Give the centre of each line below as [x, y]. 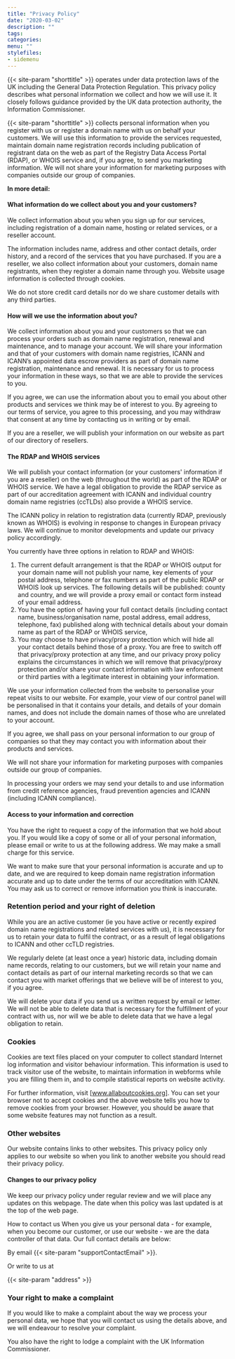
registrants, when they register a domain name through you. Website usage [116, 271]
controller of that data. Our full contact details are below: [89, 1238]
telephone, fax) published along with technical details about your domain [122, 624]
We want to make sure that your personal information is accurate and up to [115, 866]
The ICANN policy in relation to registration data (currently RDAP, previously [117, 516]
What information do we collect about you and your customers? [102, 205]
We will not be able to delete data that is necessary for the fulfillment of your [118, 1008]
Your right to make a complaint [61, 1297]
